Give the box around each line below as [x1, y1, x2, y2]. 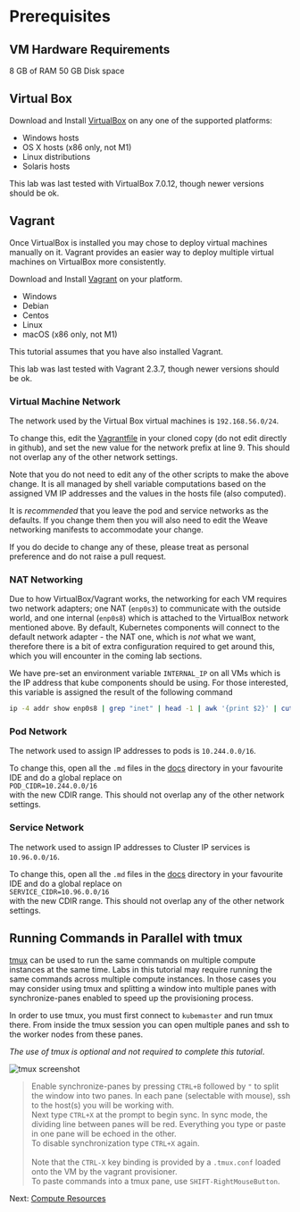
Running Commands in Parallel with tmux [9, 931, 243, 946]
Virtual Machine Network [9, 395, 121, 407]
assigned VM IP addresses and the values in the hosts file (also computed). [9, 488, 287, 498]
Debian [21, 300, 49, 311]
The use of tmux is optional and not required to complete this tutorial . [9, 1046, 265, 1057]
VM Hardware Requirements [9, 42, 171, 57]
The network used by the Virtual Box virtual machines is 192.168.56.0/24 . [9, 415, 279, 426]
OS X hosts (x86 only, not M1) [21, 141, 132, 153]
